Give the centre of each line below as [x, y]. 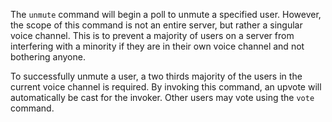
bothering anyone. [48, 57]
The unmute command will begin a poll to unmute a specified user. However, [166, 14]
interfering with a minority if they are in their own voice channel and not [157, 46]
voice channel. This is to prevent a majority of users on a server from [152, 35]
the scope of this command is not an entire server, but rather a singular [156, 25]
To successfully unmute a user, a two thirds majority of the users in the [156, 76]
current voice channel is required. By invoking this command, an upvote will [166, 87]
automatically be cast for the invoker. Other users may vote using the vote [162, 97]
